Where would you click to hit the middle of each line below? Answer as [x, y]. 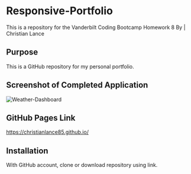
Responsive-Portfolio [60, 11]
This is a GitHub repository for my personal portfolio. [70, 66]
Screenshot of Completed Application [77, 85]
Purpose [22, 52]
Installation [27, 151]
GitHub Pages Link [41, 117]
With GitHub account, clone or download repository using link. [82, 165]
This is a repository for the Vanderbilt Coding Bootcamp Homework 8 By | [96, 27]
